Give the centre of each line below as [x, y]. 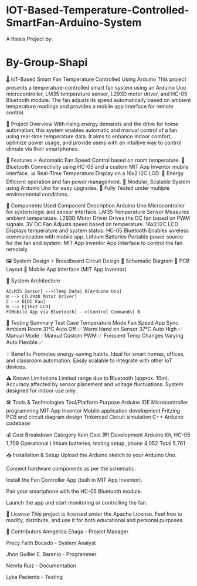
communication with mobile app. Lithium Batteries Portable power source [95, 236]
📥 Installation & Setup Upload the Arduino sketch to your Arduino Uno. [91, 455]
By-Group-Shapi [47, 63]
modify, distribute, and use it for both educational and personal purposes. [95, 520]
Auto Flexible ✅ [25, 342]
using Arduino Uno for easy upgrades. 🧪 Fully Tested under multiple [88, 188]
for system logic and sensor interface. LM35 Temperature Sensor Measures [98, 212]
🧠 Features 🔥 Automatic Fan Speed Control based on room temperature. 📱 [96, 160]
